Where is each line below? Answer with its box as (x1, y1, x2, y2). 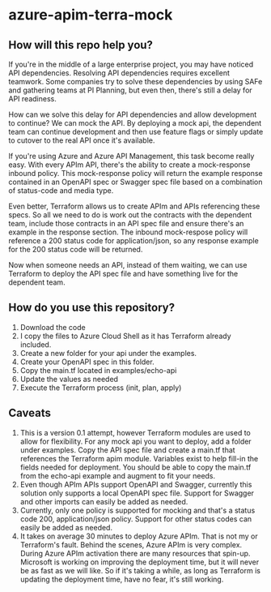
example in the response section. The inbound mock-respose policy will (8, 227, 248, 237)
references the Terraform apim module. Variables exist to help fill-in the (19, 453, 259, 463)
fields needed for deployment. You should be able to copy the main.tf (19, 462, 252, 472)
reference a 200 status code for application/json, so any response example (8, 236, 259, 245)
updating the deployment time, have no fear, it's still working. (19, 574, 224, 584)
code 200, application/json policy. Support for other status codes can (19, 513, 252, 524)
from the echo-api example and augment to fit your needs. (19, 470, 216, 480)
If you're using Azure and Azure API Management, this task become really (8, 152, 255, 161)
